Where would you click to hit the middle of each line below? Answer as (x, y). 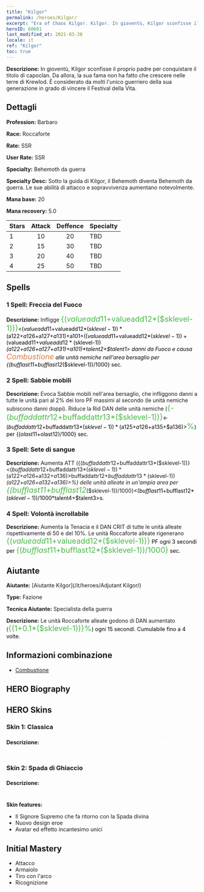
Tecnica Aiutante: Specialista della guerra (59, 609)
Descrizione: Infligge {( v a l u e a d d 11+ (59, 319)
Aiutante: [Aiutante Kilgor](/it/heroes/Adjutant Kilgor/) (74, 585)
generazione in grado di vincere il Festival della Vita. (71, 88)
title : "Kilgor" (27, 12)
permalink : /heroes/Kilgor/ (42, 18)
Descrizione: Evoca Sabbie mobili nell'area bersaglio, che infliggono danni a (102, 393)
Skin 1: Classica (30, 727)
